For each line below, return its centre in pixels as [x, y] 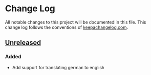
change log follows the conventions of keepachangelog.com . [66, 27]
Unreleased [23, 43]
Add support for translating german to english [58, 67]
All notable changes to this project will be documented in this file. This [76, 22]
